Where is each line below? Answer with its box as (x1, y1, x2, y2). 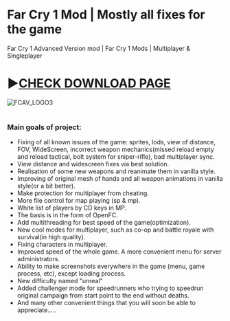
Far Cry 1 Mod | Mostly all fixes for (7, 7, 206, 23)
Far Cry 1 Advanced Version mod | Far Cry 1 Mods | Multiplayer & (7, 44, 191, 52)
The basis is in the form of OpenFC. (16, 211, 118, 219)
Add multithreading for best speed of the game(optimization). (16, 219, 191, 227)
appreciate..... (16, 306, 57, 314)
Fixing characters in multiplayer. (16, 241, 108, 249)
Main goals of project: (7, 122, 82, 132)
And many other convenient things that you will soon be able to (16, 299, 196, 307)
